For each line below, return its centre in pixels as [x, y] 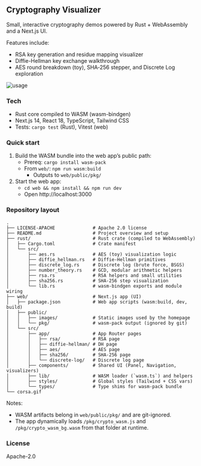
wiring [14, 291]
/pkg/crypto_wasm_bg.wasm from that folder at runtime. [82, 427]
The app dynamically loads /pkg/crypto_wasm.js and [80, 421]
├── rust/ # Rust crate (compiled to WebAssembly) [101, 238]
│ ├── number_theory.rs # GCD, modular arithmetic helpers [94, 270]
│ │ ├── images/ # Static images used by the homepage [98, 318]
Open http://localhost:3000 [58, 194]
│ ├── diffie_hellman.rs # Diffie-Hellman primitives [86, 259]
